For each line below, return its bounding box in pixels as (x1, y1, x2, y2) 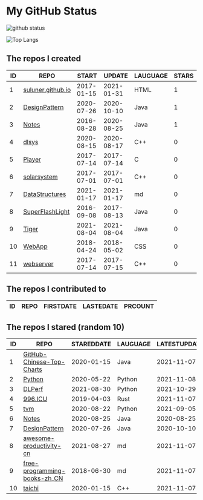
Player (23, 155, 41, 163)
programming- (23, 467, 66, 475)
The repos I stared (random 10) (6, 322, 125, 332)
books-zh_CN (23, 474, 63, 482)
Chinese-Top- (23, 358, 65, 366)
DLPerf (23, 385, 43, 393)
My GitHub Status (6, 4, 97, 18)
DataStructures (23, 189, 66, 198)
